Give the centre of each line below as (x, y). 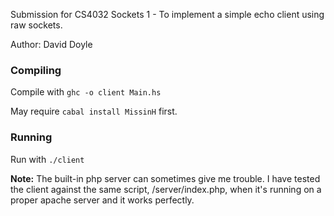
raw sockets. (36, 25)
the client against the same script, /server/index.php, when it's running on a (166, 189)
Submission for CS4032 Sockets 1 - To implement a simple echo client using (167, 14)
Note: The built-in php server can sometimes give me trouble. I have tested (165, 178)
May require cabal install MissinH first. (94, 111)
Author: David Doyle (51, 44)
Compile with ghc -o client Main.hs (86, 92)
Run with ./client (47, 159)
